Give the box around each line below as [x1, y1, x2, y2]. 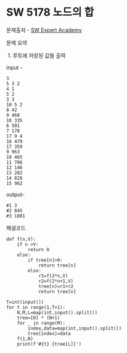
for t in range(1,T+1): [6, 304, 66, 310]
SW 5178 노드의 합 [6, 5, 94, 19]
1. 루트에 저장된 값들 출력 [7, 52, 66, 59]
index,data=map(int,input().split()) [28, 325, 122, 331]
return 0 [28, 246, 50, 252]
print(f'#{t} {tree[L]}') [17, 341, 82, 347]
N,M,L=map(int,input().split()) [17, 309, 98, 315]
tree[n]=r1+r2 [38, 283, 74, 289]
